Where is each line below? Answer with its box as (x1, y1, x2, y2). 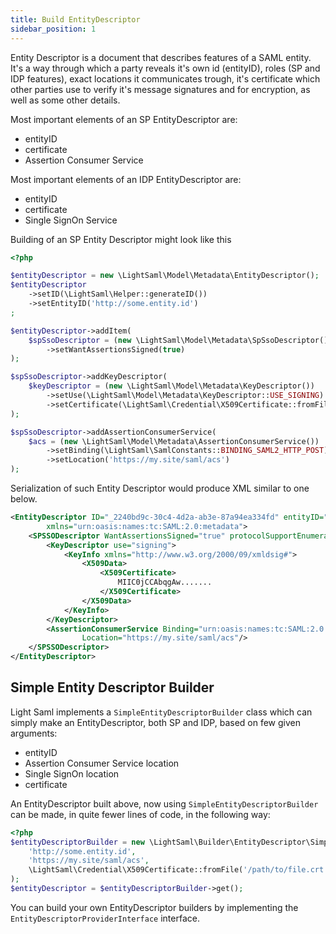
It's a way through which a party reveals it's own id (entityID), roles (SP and (10, 62, 321, 74)
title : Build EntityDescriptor (10, 14, 141, 25)
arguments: (10, 727, 58, 739)
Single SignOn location (24, 767, 120, 780)
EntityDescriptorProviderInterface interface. (10, 912, 200, 924)
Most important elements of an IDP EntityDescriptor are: (10, 173, 242, 185)
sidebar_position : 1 (10, 24, 97, 34)
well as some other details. (10, 94, 121, 106)
